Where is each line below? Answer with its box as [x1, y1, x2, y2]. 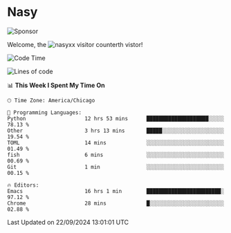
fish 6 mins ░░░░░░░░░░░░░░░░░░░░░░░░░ [7, 151, 225, 158]
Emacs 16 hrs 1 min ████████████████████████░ [7, 187, 225, 194]
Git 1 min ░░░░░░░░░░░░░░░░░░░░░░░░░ [7, 163, 225, 170]
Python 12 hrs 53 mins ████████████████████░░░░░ [7, 115, 225, 122]
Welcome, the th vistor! [7, 40, 143, 48]
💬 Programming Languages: [7, 109, 82, 116]
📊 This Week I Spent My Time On [7, 81, 105, 89]
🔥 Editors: [7, 181, 39, 189]
